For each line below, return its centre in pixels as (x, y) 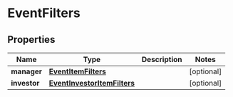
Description (162, 60)
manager (27, 71)
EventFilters (44, 13)
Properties (31, 40)
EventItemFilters (78, 71)
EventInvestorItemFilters (92, 83)
